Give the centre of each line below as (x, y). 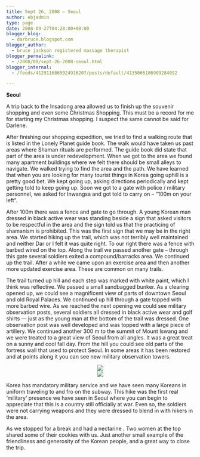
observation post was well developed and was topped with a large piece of (99, 325)
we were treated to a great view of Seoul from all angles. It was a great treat (99, 338)
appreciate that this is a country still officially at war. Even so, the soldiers (96, 404)
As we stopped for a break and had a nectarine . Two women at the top (93, 429)
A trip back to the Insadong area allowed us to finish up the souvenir (90, 106)
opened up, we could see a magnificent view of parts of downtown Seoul (96, 294)
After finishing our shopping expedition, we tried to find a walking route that (99, 137)
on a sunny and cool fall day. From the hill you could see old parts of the (95, 344)
